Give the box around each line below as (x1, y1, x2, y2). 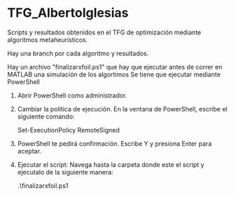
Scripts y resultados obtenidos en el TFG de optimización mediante (7, 28, 202, 36)
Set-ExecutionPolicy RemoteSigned (17, 125, 121, 134)
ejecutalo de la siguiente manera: (17, 168, 113, 176)
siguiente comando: (17, 112, 75, 121)
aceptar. (17, 147, 42, 155)
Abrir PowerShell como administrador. (17, 91, 128, 100)
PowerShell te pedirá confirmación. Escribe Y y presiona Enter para (17, 139, 212, 148)
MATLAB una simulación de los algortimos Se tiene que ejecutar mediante (7, 70, 221, 79)
